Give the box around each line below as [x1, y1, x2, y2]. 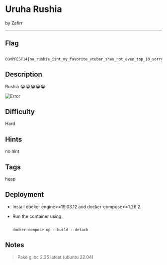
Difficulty [5, 107, 35, 116]
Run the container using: [12, 213, 63, 219]
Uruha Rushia [5, 3, 62, 15]
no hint [5, 148, 20, 154]
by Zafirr [5, 20, 23, 26]
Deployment [5, 190, 44, 199]
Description [5, 70, 42, 79]
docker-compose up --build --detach [12, 227, 88, 232]
